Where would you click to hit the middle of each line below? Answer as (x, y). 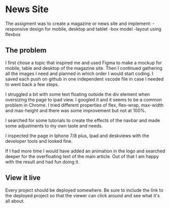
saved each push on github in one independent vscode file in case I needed (84, 79)
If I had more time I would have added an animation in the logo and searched (85, 151)
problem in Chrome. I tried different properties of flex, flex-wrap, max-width (84, 105)
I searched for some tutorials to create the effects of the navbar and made (83, 120)
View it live (23, 178)
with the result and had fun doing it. (42, 162)
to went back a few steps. (32, 84)
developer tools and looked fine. (39, 141)
